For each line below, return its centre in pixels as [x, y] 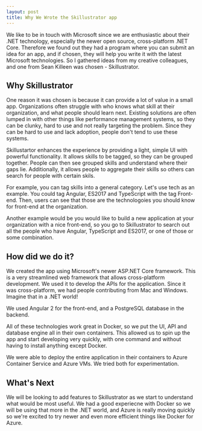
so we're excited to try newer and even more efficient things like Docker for [100, 416]
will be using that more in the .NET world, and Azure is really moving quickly [101, 410]
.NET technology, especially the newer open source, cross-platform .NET [97, 41]
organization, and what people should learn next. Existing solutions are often [101, 113]
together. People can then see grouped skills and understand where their [97, 163]
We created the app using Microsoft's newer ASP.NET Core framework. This [101, 271]
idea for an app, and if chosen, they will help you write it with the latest [94, 54]
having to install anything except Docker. [57, 346]
